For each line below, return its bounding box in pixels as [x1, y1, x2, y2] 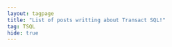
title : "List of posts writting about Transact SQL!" [7, 17, 166, 23]
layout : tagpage [7, 10, 54, 17]
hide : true [7, 29, 39, 37]
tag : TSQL [7, 23, 36, 30]
